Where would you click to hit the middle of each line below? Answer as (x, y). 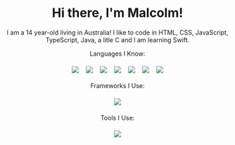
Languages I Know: (118, 53)
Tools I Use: (118, 118)
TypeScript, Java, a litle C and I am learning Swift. (118, 39)
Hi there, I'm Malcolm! (118, 13)
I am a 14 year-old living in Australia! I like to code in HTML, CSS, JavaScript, (118, 32)
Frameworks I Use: (118, 85)
